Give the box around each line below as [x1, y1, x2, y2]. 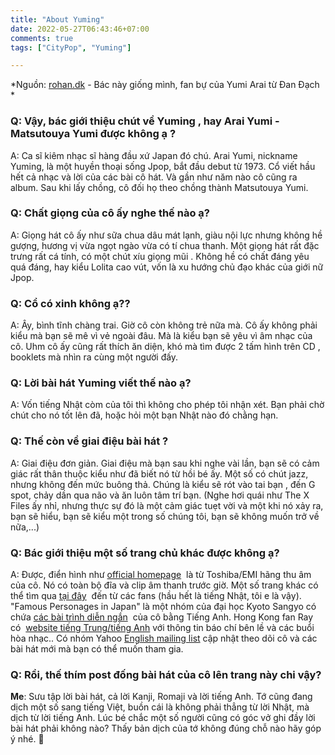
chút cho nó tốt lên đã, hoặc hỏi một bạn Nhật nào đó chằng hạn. [10, 409, 279, 421]
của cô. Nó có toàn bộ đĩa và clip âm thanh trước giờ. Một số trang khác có [10, 579, 319, 591]
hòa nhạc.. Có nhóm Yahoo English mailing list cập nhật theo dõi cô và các [10, 632, 318, 645]
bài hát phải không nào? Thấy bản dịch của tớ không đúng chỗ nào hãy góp [10, 722, 322, 735]
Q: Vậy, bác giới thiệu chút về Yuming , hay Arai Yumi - [10, 114, 280, 128]
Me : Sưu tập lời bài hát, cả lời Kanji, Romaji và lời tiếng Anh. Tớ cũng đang [10, 691, 313, 703]
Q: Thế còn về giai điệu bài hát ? [10, 434, 169, 448]
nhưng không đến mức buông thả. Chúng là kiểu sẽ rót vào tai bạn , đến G [10, 478, 316, 490]
